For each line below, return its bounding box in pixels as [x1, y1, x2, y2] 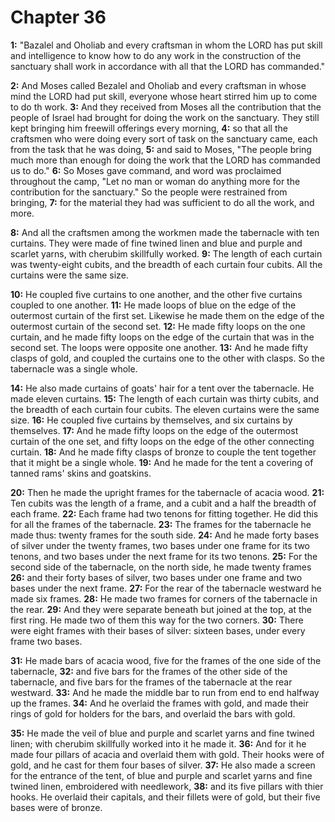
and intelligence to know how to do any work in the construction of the [10, 49, 302, 61]
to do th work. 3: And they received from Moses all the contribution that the [10, 101, 322, 113]
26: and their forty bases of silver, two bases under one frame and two [10, 571, 303, 583]
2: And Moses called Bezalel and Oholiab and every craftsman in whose [10, 79, 307, 91]
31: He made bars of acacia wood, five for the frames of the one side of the [10, 654, 322, 666]
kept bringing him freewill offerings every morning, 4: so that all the [10, 122, 288, 134]
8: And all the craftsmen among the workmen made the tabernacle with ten [10, 226, 320, 238]
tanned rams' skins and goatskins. [10, 467, 152, 479]
